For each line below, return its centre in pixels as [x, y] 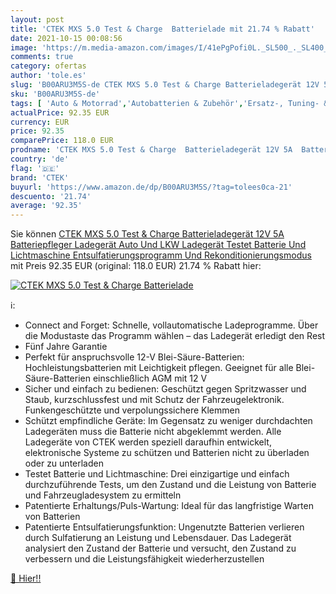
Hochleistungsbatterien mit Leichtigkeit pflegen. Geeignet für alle [159, 368]
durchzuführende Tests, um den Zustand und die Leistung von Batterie [170, 485]
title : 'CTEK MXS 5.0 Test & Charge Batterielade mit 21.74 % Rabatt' [162, 29]
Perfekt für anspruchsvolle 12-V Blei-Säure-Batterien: [134, 357]
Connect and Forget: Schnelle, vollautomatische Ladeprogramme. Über [171, 325]
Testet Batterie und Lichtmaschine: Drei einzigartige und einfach [157, 474]
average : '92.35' [46, 206]
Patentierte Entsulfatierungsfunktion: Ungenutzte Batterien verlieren [164, 527]
